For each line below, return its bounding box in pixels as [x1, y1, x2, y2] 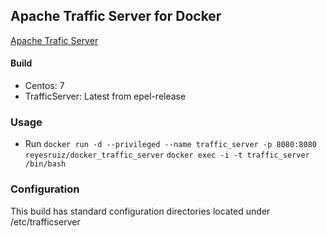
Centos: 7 [24, 80, 65, 92]
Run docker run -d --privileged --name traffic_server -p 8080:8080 [24, 138, 317, 150]
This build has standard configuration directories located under [10, 205, 271, 217]
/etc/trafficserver [10, 215, 81, 228]
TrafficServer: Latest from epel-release [24, 90, 187, 103]
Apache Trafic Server [10, 34, 99, 46]
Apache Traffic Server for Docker [10, 8, 222, 25]
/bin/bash [24, 159, 67, 169]
